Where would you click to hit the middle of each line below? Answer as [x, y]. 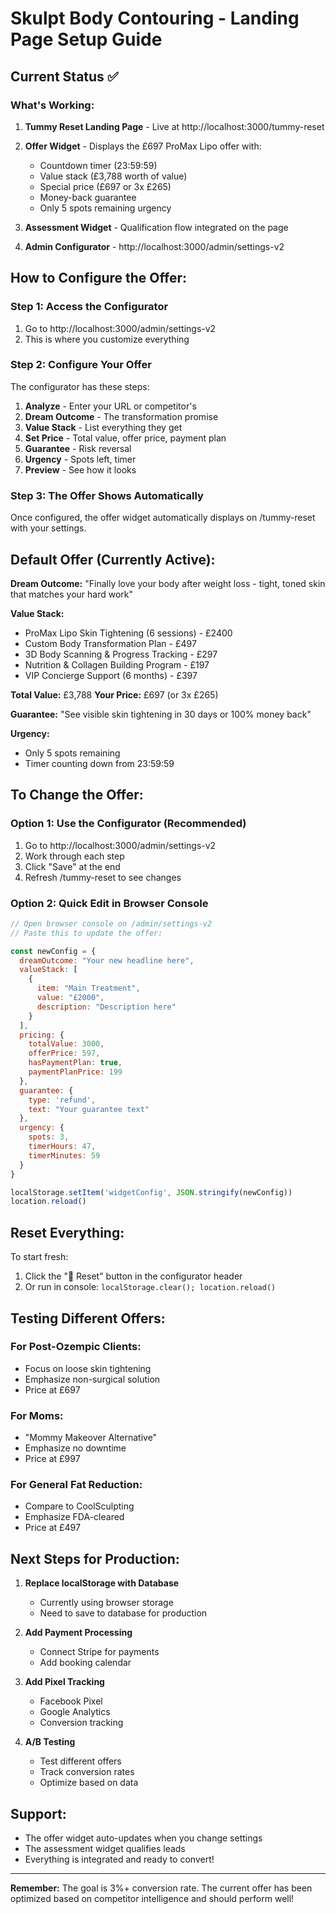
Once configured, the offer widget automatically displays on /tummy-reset [163, 518]
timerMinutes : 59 [64, 1155]
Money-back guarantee [88, 197]
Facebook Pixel [71, 1701]
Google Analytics [75, 1712]
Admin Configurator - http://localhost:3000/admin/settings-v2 [154, 246]
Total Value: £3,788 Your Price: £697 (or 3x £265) [114, 694]
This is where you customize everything [107, 339]
